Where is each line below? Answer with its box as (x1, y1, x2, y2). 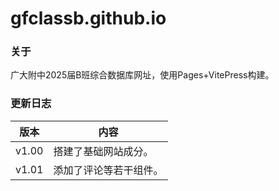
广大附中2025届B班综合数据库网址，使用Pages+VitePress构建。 (10, 69, 275, 81)
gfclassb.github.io (10, 7, 167, 30)
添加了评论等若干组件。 (53, 163, 164, 177)
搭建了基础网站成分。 (53, 144, 154, 158)
